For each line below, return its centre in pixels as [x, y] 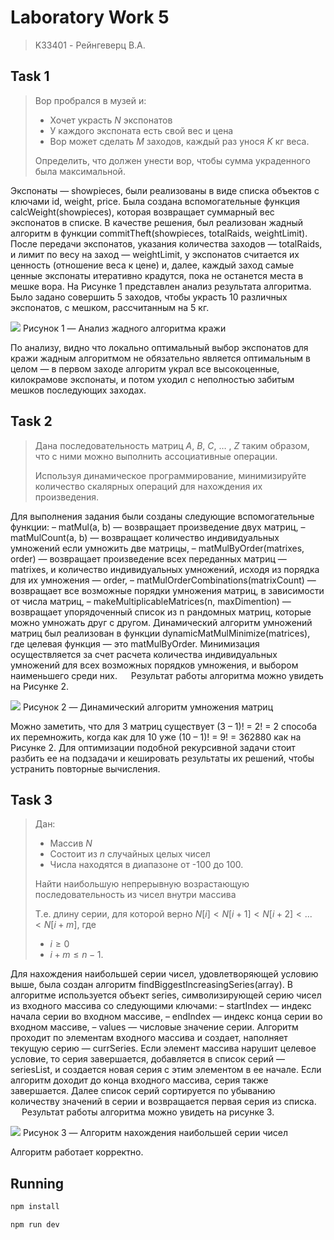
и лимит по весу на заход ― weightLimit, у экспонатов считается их [155, 254]
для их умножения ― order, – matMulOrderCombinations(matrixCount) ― [163, 580]
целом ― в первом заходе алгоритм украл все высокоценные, [145, 368]
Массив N [71, 843]
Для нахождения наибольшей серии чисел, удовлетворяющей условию [164, 974]
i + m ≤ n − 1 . [76, 955]
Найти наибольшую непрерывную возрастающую [142, 884]
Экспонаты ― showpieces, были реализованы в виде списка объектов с [165, 190]
